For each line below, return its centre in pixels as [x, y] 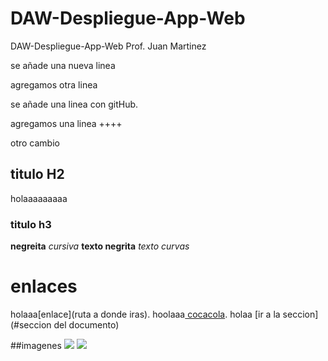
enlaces [44, 286]
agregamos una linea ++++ [66, 123]
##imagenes [36, 345]
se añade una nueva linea [63, 65]
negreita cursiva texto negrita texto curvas [100, 246]
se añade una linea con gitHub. [74, 104]
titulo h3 [31, 224]
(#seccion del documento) [65, 324]
